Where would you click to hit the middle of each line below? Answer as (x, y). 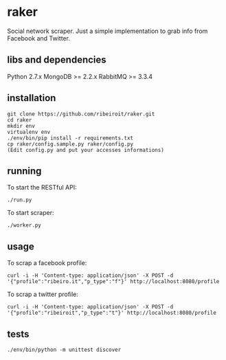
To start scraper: (31, 213)
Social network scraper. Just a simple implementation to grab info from (108, 31)
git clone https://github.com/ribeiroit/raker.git (81, 114)
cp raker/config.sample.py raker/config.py (70, 144)
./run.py (20, 200)
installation (32, 98)
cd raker (20, 120)
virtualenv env (29, 132)
